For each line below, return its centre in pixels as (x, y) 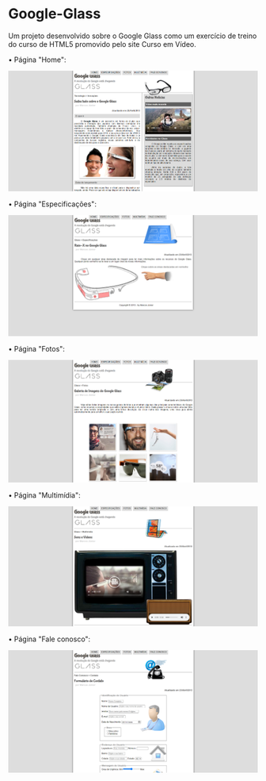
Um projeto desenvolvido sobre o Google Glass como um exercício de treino (133, 36)
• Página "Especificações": (53, 204)
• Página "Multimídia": (44, 495)
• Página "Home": (37, 60)
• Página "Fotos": (37, 349)
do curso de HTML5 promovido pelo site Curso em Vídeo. (102, 44)
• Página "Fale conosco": (49, 639)
